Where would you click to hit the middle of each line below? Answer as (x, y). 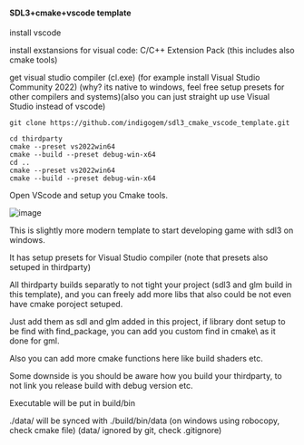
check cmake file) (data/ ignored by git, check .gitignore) (116, 430)
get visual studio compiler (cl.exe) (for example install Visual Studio (135, 78)
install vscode (35, 33)
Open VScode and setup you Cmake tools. (88, 196)
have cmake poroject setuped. (66, 305)
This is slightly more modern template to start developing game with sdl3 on (152, 230)
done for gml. (34, 341)
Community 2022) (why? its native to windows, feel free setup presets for (147, 87)
